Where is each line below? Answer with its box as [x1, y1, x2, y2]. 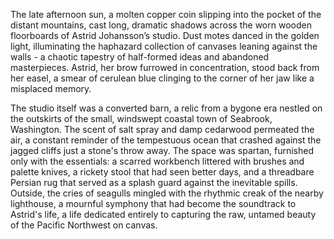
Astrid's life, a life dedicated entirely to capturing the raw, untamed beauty [10, 209, 317, 220]
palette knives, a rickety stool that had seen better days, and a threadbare [10, 166, 315, 178]
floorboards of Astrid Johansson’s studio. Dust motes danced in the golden [10, 30, 320, 41]
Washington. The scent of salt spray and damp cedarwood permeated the [10, 124, 315, 135]
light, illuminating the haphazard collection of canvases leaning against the [10, 40, 318, 52]
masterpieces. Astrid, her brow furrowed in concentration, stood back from [10, 62, 320, 73]
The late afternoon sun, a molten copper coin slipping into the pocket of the [10, 9, 322, 20]
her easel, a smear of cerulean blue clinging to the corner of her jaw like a [10, 72, 315, 84]
